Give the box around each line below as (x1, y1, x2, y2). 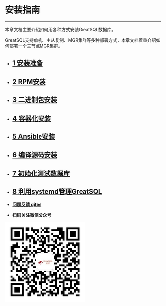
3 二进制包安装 (12, 96, 58, 104)
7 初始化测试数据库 (12, 169, 70, 177)
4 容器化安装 (12, 114, 51, 123)
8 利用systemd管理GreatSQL (12, 187, 102, 196)
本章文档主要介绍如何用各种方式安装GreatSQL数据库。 (5, 26, 116, 32)
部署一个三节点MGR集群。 (9, 43, 63, 49)
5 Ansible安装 (12, 132, 55, 141)
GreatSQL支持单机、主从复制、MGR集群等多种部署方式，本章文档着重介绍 (5, 37, 156, 43)
